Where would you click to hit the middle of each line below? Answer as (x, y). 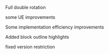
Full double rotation (25, 7)
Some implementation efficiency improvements (55, 27)
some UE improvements (30, 17)
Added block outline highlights (37, 37)
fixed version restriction (30, 47)
